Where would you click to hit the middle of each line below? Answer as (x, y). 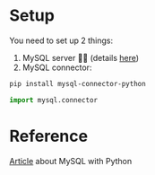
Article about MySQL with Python (71, 161)
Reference (48, 136)
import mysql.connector (54, 100)
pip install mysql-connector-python (77, 83)
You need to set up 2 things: (61, 40)
